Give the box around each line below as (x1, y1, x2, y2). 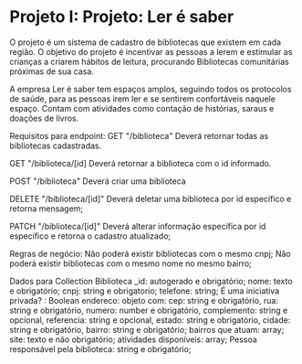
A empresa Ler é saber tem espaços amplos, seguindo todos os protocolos (9, 83, 292, 94)
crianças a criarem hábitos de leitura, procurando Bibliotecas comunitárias (9, 56, 289, 67)
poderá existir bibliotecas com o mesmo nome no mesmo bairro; (9, 258, 253, 269)
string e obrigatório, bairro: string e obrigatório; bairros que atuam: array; (9, 324, 285, 335)
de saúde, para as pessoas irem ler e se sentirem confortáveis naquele (9, 93, 276, 104)
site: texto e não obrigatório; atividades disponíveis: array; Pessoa (9, 334, 257, 345)
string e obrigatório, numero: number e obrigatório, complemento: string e (9, 305, 288, 316)
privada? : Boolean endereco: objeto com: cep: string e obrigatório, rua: (9, 294, 278, 305)
